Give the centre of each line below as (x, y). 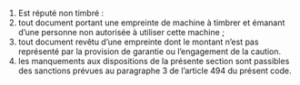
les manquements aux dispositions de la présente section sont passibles (154, 61)
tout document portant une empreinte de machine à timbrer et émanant (151, 23)
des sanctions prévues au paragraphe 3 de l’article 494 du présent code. (155, 71)
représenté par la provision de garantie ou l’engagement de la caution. (150, 52)
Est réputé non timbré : (61, 13)
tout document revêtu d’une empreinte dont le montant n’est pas (138, 42)
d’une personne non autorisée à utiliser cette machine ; (121, 32)
